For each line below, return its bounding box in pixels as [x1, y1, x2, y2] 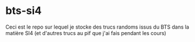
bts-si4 [5, 4, 42, 17]
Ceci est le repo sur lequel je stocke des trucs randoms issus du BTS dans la [5, 23, 189, 30]
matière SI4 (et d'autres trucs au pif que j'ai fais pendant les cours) [5, 29, 167, 36]
